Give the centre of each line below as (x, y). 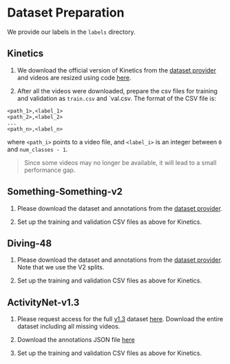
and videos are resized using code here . (74, 77)
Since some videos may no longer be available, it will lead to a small (120, 162)
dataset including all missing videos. (69, 327)
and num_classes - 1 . (38, 149)
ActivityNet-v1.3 (43, 302)
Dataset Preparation (66, 13)
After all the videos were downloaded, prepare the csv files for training (117, 90)
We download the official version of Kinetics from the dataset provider (117, 70)
